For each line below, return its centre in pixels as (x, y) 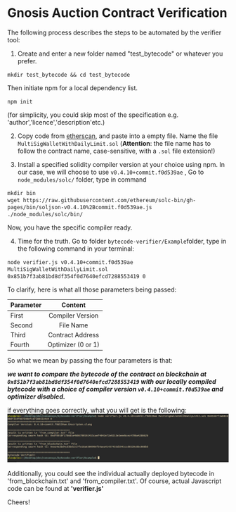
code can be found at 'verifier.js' (55, 489)
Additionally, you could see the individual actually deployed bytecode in (111, 474)
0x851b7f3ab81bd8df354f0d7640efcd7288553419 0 (77, 276)
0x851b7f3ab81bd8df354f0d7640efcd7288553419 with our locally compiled (112, 381)
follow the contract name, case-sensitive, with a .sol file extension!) (116, 151)
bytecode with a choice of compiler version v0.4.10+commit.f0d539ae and (115, 389)
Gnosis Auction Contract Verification (117, 13)
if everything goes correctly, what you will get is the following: (97, 410)
